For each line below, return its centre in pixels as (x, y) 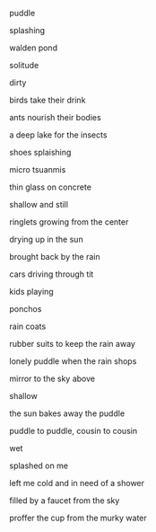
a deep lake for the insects (58, 135)
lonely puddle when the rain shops (73, 361)
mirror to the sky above (52, 378)
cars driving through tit (52, 274)
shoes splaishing (40, 152)
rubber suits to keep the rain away (73, 344)
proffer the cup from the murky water (78, 518)
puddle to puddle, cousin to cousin (73, 431)
